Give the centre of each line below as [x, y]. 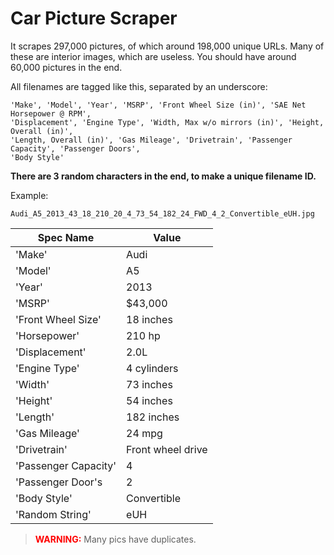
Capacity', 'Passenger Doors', [75, 148]
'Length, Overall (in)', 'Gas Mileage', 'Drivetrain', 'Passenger [151, 140]
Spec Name [66, 237]
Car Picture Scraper [94, 18]
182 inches [153, 417]
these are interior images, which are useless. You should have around [153, 56]
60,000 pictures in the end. [66, 67]
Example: [29, 195]
